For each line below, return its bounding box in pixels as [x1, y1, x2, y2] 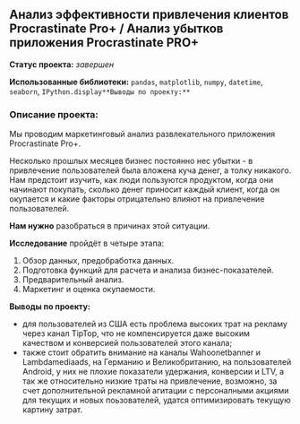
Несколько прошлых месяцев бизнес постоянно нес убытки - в [9, 156, 253, 167]
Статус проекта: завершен [9, 58, 115, 70]
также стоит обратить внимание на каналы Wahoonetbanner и [21, 347, 261, 358]
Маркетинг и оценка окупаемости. [21, 284, 156, 295]
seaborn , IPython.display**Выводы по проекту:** [9, 85, 191, 97]
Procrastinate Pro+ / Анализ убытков [9, 22, 224, 37]
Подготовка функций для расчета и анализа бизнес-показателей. [21, 264, 275, 276]
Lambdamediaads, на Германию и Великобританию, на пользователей [21, 357, 292, 368]
